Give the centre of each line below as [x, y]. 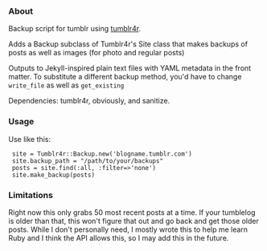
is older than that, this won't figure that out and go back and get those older [133, 221]
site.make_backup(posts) [53, 175]
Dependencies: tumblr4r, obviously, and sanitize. [89, 101]
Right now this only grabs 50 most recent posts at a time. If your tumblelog [132, 212]
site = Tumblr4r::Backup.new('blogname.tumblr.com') [102, 154]
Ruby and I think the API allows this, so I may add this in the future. [119, 237]
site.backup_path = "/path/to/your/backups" [87, 161]
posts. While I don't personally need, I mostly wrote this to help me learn [128, 229]
